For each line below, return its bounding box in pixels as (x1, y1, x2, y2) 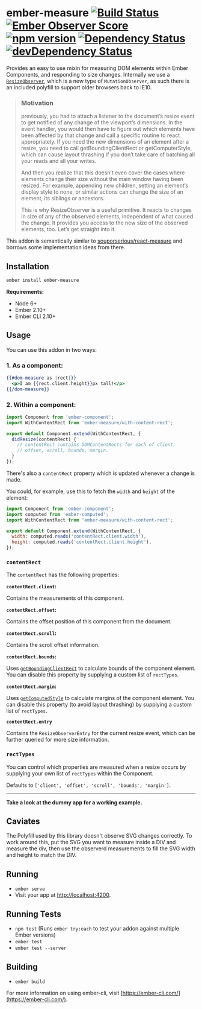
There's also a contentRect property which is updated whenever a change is (6, 469, 195, 477)
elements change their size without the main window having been (20, 176, 184, 183)
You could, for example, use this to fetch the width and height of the (6, 488, 176, 495)
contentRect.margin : (6, 683, 57, 690)
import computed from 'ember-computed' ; (6, 511, 109, 517)
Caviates (6, 816, 40, 827)
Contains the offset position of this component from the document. (6, 618, 172, 625)
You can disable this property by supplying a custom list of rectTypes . (6, 671, 179, 678)
